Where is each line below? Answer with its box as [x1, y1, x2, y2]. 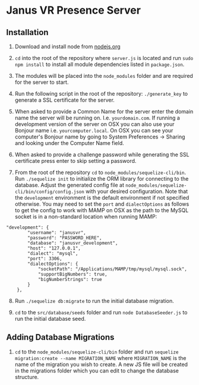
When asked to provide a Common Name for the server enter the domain [14, 108, 194, 115]
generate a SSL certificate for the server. [14, 96, 115, 103]
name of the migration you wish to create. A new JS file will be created [14, 361, 188, 368]
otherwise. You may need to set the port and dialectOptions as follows [14, 200, 189, 207]
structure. [14, 373, 39, 380]
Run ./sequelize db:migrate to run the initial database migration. [14, 298, 174, 304]
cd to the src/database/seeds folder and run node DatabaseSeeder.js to [14, 309, 188, 315]
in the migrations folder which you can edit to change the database [14, 367, 179, 374]
